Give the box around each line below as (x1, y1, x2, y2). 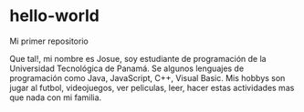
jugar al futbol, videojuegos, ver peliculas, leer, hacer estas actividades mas (9, 82, 295, 93)
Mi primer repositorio (9, 36, 89, 46)
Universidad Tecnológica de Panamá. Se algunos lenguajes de (9, 63, 245, 74)
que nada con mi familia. (9, 92, 102, 103)
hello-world (9, 5, 100, 26)
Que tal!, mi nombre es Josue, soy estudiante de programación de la (9, 53, 267, 64)
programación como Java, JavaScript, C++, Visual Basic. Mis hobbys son (9, 72, 286, 83)
